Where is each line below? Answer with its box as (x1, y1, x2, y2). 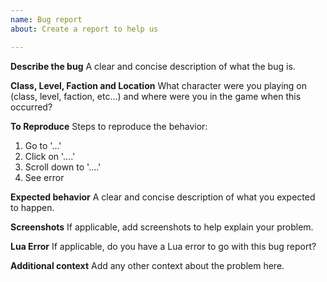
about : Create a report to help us (10, 24, 159, 34)
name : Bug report (10, 14, 83, 25)
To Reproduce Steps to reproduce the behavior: (10, 120, 208, 132)
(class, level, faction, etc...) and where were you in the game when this (10, 90, 302, 102)
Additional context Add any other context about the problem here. (10, 259, 285, 271)
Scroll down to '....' (24, 161, 102, 173)
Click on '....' (24, 150, 76, 162)
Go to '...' (24, 139, 62, 151)
